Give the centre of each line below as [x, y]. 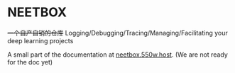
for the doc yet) [30, 62]
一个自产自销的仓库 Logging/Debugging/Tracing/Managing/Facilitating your [118, 33]
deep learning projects [40, 40]
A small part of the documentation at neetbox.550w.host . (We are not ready [118, 55]
